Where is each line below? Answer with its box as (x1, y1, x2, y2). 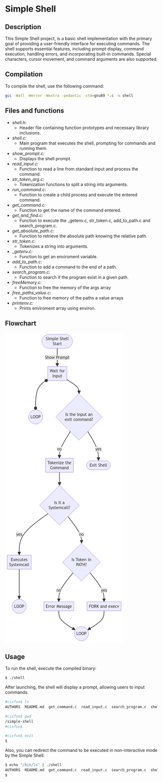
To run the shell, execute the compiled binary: (5, 666, 97, 671)
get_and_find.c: (12, 212, 43, 218)
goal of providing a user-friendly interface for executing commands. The (5, 41, 150, 47)
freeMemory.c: (12, 279, 42, 285)
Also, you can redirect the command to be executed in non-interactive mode (5, 748, 158, 753)
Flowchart (5, 319, 36, 327)
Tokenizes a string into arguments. (19, 243, 89, 249)
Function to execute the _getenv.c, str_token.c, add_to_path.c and (19, 217, 150, 223)
